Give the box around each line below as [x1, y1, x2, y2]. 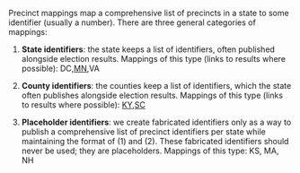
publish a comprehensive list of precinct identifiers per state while [21, 126, 266, 137]
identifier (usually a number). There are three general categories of [8, 17, 257, 28]
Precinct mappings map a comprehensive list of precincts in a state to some [8, 8, 289, 18]
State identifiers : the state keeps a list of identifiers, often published [21, 44, 276, 55]
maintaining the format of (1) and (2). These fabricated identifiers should [21, 136, 289, 146]
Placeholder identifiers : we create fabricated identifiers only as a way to [21, 117, 292, 127]
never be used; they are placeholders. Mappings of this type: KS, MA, [21, 145, 279, 156]
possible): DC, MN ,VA [21, 63, 100, 74]
